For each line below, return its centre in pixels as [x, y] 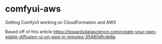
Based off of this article [29, 31]
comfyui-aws [33, 9]
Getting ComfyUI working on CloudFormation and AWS [61, 22]
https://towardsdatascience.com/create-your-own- [105, 31]
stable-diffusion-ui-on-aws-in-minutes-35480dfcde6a [60, 37]
